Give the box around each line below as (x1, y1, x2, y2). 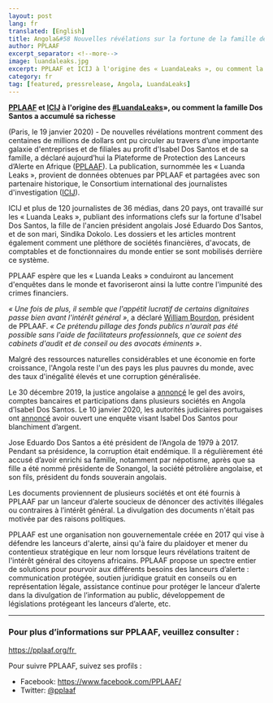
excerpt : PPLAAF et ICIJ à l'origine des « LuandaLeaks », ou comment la (8, 65, 264, 73)
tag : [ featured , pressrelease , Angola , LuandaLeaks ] (8, 80, 191, 88)
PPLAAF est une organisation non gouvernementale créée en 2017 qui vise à (8, 530, 265, 539)
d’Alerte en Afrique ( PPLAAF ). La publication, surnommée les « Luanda (8, 161, 245, 171)
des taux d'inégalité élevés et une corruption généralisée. (8, 371, 201, 381)
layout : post (8, 11, 53, 20)
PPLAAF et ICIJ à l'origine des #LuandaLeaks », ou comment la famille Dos (8, 103, 263, 112)
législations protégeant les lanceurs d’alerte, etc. (8, 599, 171, 609)
